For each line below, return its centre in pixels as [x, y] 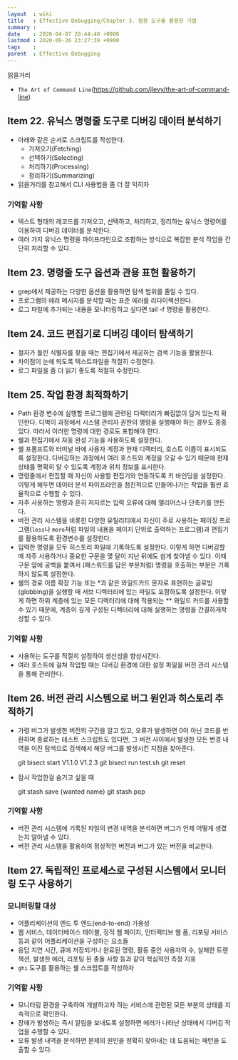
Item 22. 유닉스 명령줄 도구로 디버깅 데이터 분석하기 [115, 121]
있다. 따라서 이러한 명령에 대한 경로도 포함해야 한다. [89, 431]
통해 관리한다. [45, 673]
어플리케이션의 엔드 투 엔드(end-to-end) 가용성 [83, 923]
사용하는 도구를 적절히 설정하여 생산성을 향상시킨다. [89, 656]
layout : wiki [30, 14]
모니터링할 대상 [32, 906]
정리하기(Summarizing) [61, 175]
